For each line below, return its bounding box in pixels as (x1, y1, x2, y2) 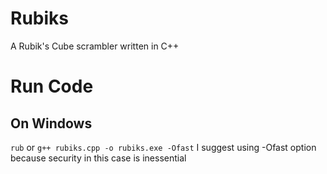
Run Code (10, 75, 94, 98)
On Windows (10, 115, 93, 132)
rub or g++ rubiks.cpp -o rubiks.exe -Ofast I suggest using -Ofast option (10, 141, 317, 153)
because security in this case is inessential (10, 152, 187, 164)
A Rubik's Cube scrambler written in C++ (10, 40, 180, 52)
